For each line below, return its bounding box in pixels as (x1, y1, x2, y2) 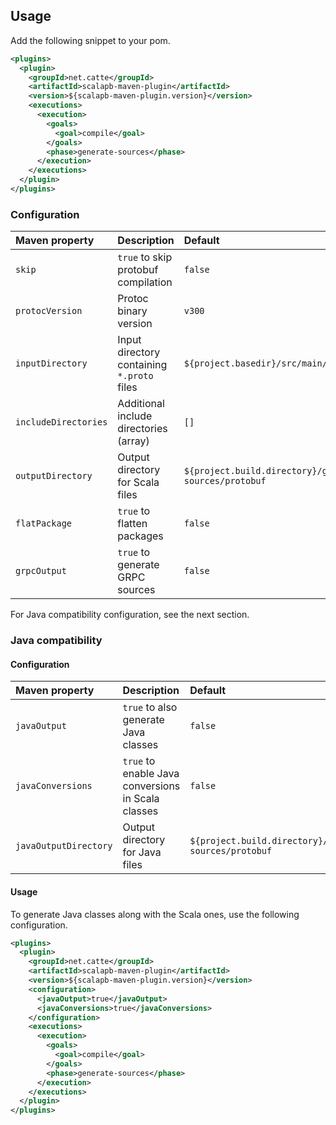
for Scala (117, 475, 160, 489)
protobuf (117, 263, 159, 277)
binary (117, 304, 148, 318)
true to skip (117, 250, 173, 264)
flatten (117, 517, 148, 531)
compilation (117, 275, 173, 289)
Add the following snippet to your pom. (10, 34, 171, 46)
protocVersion (15, 305, 83, 317)
